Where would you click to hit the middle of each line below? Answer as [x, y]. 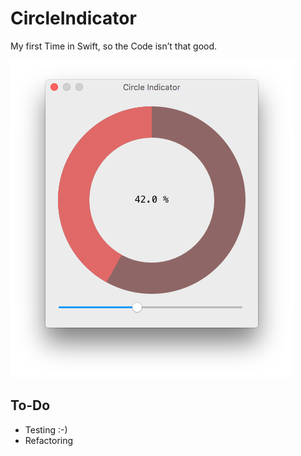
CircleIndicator [73, 18]
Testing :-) [46, 429]
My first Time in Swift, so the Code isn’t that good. [114, 46]
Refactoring [49, 440]
